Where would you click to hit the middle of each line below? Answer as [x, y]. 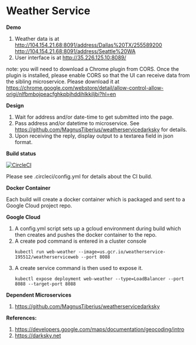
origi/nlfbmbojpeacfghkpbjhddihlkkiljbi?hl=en [61, 94]
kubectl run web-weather [45, 252]
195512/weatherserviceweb [46, 257]
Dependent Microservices [39, 295]
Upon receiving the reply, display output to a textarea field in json [94, 136]
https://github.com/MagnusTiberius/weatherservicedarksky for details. [101, 129]
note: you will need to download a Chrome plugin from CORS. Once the [92, 69]
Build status [21, 153]
